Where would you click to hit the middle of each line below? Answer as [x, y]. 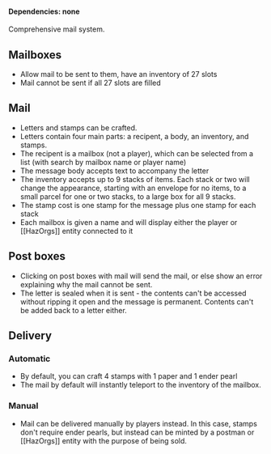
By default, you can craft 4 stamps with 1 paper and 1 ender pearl [129, 376]
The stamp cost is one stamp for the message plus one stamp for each [138, 205]
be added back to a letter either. [73, 310]
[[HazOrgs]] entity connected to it [76, 231]
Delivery [30, 336]
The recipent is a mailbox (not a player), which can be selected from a [136, 153]
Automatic [30, 359]
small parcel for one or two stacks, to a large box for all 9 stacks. [128, 196]
